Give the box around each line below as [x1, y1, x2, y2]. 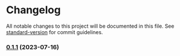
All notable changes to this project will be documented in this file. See [6, 23, 175, 29]
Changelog [6, 3, 61, 17]
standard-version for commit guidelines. [6, 28, 103, 35]
